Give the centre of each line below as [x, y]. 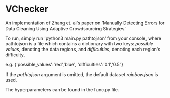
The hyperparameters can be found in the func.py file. [62, 89]
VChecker [27, 9]
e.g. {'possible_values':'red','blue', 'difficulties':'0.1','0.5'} [64, 64]
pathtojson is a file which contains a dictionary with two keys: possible [79, 43]
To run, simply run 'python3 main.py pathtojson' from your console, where [83, 38]
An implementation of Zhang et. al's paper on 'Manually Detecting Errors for [85, 23]
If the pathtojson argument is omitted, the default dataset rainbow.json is [82, 74]
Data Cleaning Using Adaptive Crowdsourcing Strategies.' [66, 28]
